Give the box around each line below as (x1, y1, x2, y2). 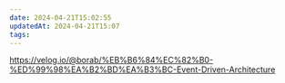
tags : (9, 30, 30, 39)
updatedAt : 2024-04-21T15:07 (9, 22, 120, 31)
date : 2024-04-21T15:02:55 (9, 13, 112, 23)
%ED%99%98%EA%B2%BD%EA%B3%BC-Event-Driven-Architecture (9, 64, 276, 75)
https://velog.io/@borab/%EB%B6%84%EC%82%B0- (9, 55, 214, 66)
